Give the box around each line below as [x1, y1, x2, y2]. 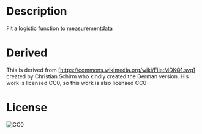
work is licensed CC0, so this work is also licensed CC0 [6, 79, 147, 86]
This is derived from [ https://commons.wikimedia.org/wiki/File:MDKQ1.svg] [6, 66, 196, 73]
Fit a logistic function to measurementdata [6, 24, 113, 32]
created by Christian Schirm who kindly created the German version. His [6, 72, 189, 80]
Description [6, 4, 67, 18]
